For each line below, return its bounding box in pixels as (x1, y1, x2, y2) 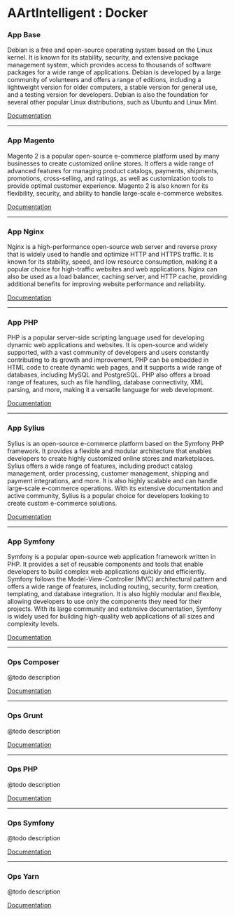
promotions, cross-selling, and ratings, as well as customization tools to (7, 174, 214, 182)
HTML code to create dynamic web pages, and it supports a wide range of (7, 363, 222, 372)
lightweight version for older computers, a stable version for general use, (7, 83, 218, 92)
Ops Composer (7, 657, 59, 667)
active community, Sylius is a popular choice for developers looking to (7, 491, 210, 499)
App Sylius (7, 423, 45, 433)
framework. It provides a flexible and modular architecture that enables (7, 447, 212, 455)
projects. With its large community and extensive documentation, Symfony (7, 605, 222, 613)
